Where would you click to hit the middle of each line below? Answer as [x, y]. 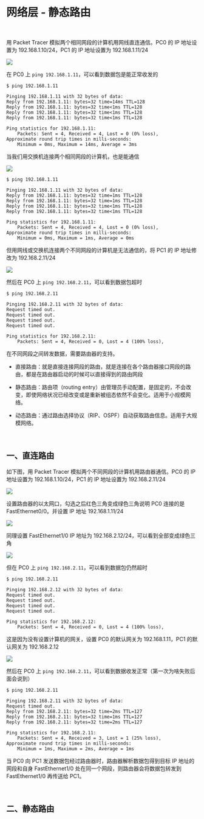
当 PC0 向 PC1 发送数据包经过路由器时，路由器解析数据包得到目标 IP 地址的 [100, 761]
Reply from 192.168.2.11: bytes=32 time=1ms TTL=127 [74, 717]
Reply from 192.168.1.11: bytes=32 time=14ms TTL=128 [76, 102]
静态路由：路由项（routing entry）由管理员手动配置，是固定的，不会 [100, 387]
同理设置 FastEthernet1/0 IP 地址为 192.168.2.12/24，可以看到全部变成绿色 [98, 535]
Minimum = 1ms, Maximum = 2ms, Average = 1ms [76, 749]
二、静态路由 [30, 809]
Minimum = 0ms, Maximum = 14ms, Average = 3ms [77, 144]
